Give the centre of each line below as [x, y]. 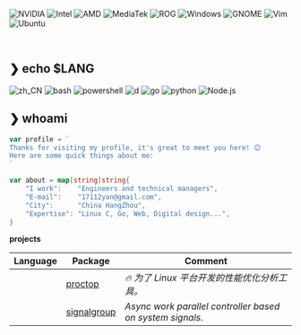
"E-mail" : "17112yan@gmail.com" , [94, 197]
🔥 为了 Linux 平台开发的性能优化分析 [202, 278]
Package [91, 262]
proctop [83, 284]
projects [26, 239]
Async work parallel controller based [202, 306]
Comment [206, 262]
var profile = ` [39, 139]
